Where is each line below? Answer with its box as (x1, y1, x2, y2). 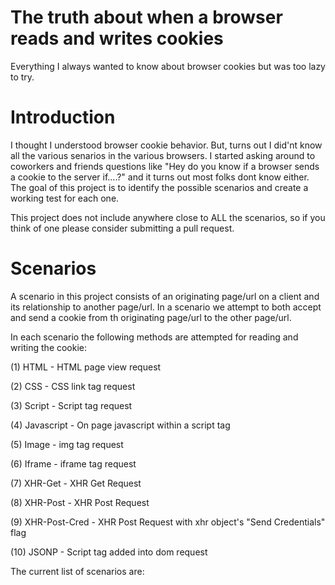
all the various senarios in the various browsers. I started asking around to (10, 149, 316, 161)
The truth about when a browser (10, 6, 283, 29)
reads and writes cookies (10, 27, 224, 50)
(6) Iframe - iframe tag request (10, 457, 137, 470)
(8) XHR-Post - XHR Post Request (10, 496, 150, 508)
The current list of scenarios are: (10, 565, 145, 577)
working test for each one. (10, 192, 120, 204)
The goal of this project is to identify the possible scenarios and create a (10, 181, 309, 193)
